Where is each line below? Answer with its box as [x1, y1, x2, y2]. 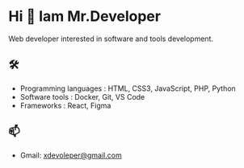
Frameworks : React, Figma [19, 100, 111, 110]
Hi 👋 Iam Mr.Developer [8, 7, 162, 26]
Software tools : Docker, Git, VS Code [19, 92, 145, 101]
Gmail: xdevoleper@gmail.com [19, 150, 123, 160]
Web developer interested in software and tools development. [8, 34, 214, 43]
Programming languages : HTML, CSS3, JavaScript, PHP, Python [19, 84, 236, 93]
